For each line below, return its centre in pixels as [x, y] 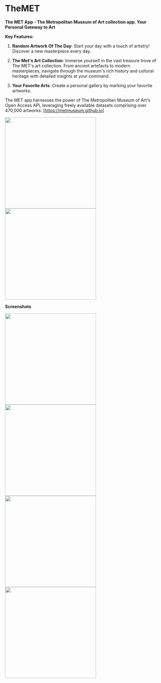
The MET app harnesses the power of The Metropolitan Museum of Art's [78, 100]
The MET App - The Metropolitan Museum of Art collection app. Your [76, 22]
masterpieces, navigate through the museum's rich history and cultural [83, 71]
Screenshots [18, 306]
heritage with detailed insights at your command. [61, 76]
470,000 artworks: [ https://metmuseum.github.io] [55, 110]
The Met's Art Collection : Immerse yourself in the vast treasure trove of [84, 60]
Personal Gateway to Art [30, 27]
